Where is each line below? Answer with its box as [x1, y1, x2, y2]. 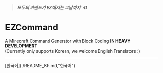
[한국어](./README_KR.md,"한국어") [5, 62, 76, 68]
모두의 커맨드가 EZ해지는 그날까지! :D [16, 5, 87, 10]
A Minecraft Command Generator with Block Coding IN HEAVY [5, 38, 130, 44]
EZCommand [5, 22, 58, 33]
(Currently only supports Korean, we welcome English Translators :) [5, 48, 140, 54]
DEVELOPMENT [5, 43, 38, 49]
